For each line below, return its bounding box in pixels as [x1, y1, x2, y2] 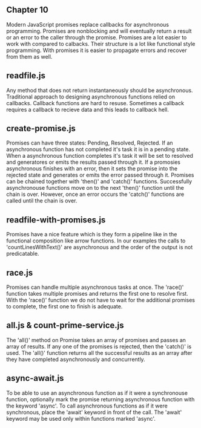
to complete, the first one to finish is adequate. [6, 303, 123, 310]
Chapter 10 [6, 5, 48, 15]
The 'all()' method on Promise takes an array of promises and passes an [6, 336, 186, 343]
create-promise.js [6, 123, 76, 134]
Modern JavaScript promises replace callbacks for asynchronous [6, 21, 170, 28]
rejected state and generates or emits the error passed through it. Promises [6, 172, 194, 179]
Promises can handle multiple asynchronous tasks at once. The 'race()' [6, 284, 184, 291]
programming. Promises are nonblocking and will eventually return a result [6, 27, 192, 34]
